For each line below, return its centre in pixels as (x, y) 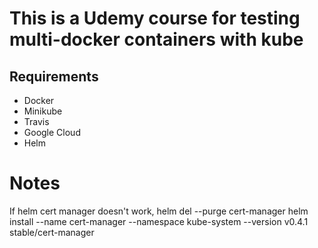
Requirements (54, 76)
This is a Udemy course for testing (155, 18)
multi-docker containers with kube (156, 39)
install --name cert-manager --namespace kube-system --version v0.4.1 (159, 221)
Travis (36, 121)
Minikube (43, 111)
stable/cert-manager (52, 232)
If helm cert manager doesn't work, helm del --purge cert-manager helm (159, 211)
